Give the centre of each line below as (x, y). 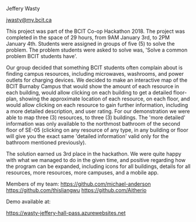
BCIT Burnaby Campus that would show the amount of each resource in (93, 86)
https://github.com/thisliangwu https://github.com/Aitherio (76, 190)
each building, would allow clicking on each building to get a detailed (89, 92)
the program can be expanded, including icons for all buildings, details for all (98, 166)
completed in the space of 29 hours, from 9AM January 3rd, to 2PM (88, 37)
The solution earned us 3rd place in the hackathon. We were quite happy (94, 154)
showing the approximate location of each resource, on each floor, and (105, 99)
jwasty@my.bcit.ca (29, 20)
